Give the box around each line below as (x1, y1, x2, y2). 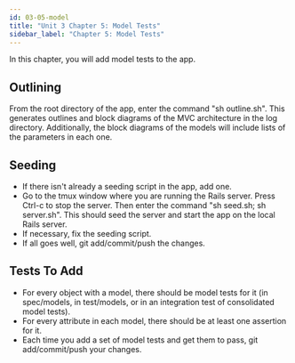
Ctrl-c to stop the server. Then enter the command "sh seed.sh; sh (21, 200, 267, 210)
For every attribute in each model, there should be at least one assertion (21, 315, 287, 326)
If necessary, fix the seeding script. (21, 229, 152, 238)
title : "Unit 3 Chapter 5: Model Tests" (9, 21, 162, 30)
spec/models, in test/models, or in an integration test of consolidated (21, 296, 275, 307)
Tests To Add (9, 263, 84, 278)
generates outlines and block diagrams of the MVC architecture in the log (9, 113, 278, 124)
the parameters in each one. (9, 132, 113, 142)
